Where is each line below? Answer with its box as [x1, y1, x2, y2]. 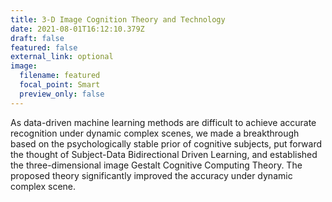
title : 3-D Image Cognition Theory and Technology [10, 14, 226, 25]
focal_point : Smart [19, 80, 101, 90]
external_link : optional [10, 52, 114, 62]
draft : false [10, 33, 65, 43]
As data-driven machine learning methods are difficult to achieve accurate [10, 116, 317, 128]
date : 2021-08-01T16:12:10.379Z [10, 24, 145, 34]
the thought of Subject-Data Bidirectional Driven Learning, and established [10, 148, 318, 160]
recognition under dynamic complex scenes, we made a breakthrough [10, 127, 300, 139]
